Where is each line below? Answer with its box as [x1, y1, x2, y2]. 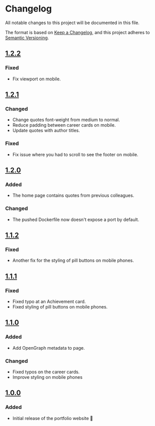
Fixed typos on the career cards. [12, 369, 80, 375]
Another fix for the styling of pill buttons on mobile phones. [12, 257, 134, 264]
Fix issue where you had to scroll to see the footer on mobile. [12, 151, 138, 157]
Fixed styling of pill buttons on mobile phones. [12, 303, 108, 309]
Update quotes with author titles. [12, 128, 80, 134]
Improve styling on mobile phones [12, 374, 82, 380]
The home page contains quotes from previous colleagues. [12, 192, 134, 198]
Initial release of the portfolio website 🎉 [12, 415, 93, 421]
